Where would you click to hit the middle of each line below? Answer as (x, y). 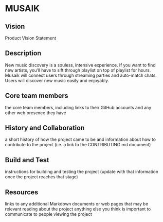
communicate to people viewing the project (49, 214)
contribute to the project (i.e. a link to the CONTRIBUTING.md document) (78, 145)
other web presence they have (36, 113)
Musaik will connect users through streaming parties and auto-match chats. (81, 75)
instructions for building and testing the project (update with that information (82, 172)
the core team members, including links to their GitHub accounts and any (78, 107)
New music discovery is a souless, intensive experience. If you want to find (80, 65)
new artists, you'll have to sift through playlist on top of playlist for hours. (78, 70)
